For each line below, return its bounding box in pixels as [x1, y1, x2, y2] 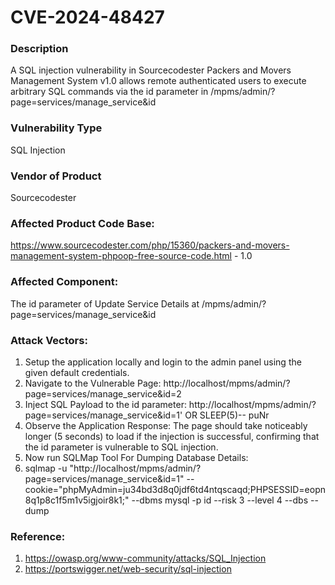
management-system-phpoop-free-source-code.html [10, 250, 232, 262]
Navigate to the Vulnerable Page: [24, 377, 162, 389]
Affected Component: [10, 275, 119, 289]
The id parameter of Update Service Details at [10, 297, 200, 310]
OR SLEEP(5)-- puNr [184, 409, 270, 421]
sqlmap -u [24, 462, 68, 474]
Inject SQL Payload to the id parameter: [24, 398, 187, 410]
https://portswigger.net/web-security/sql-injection [24, 563, 232, 575]
